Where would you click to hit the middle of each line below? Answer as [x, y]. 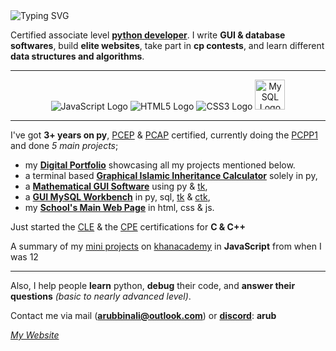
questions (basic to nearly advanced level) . [101, 296]
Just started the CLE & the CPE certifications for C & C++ [128, 227]
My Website [35, 335]
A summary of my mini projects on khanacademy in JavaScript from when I [166, 246]
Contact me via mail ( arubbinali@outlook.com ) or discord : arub [143, 315]
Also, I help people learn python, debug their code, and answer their [153, 285]
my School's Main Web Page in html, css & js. [119, 207]
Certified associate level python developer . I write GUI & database [148, 35]
